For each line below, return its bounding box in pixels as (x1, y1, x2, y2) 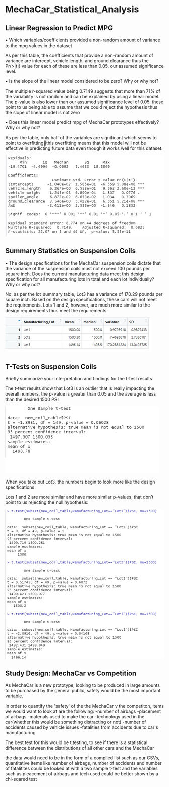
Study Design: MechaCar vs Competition (5, 669, 137, 677)
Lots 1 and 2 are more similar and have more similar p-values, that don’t (5, 494, 154, 500)
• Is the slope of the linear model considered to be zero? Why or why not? (5, 78, 159, 84)
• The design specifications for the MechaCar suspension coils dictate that (5, 260, 161, 266)
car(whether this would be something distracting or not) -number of (5, 719, 146, 725)
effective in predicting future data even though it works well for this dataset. (5, 145, 163, 151)
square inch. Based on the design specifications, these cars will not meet (5, 297, 157, 303)
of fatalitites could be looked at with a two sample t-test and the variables (5, 765, 158, 772)
